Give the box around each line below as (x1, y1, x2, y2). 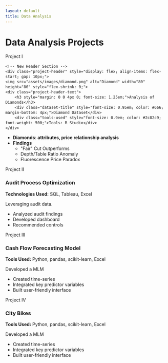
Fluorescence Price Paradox (20, 157, 80, 163)
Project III (5, 232, 26, 238)
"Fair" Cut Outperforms (20, 145, 70, 151)
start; (5, 74, 19, 80)
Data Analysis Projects (5, 36, 104, 48)
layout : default (5, 8, 40, 13)
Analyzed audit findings (12, 211, 63, 217)
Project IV (5, 297, 26, 303)
